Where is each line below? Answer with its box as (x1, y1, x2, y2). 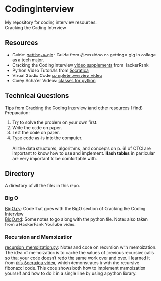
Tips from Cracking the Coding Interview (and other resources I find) (5, 105, 143, 111)
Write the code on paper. (12, 124, 62, 130)
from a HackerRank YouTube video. (5, 221, 76, 227)
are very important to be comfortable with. (12, 155, 97, 161)
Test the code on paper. (12, 130, 60, 135)
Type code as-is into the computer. (12, 135, 83, 141)
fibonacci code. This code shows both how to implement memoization (5, 265, 146, 271)
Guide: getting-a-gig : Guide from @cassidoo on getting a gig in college (12, 52, 156, 57)
